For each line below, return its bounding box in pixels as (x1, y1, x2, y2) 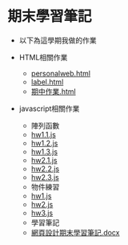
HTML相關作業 (18, 52, 68, 62)
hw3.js (30, 208, 54, 218)
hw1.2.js (30, 138, 58, 148)
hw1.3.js (30, 146, 58, 157)
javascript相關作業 (18, 104, 80, 113)
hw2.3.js (30, 172, 59, 182)
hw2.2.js (30, 164, 60, 174)
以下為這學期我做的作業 (18, 35, 97, 45)
